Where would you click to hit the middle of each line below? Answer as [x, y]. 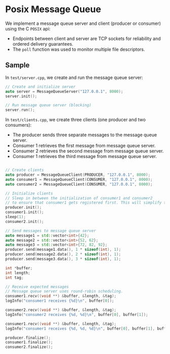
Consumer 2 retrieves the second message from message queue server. [88, 151]
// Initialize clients [29, 193]
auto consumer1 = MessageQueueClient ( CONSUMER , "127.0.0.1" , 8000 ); [79, 179]
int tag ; [14, 278]
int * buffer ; [19, 268]
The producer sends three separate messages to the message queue [85, 135]
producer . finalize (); [28, 338]
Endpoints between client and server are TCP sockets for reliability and [87, 38]
